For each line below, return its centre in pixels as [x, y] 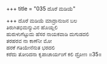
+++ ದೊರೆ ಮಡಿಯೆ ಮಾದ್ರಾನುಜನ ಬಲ [42, 21]
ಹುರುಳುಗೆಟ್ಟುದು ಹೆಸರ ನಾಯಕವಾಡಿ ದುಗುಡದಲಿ [48, 34]
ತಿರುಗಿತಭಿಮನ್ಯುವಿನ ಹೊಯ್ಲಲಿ [32, 27]
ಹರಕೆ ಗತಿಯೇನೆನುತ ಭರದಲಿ [31, 48]
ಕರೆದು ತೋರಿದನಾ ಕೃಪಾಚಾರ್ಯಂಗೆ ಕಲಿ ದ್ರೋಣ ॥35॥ [54, 54]
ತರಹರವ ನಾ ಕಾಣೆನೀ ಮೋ [29, 41]
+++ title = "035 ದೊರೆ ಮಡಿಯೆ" [41, 9]
